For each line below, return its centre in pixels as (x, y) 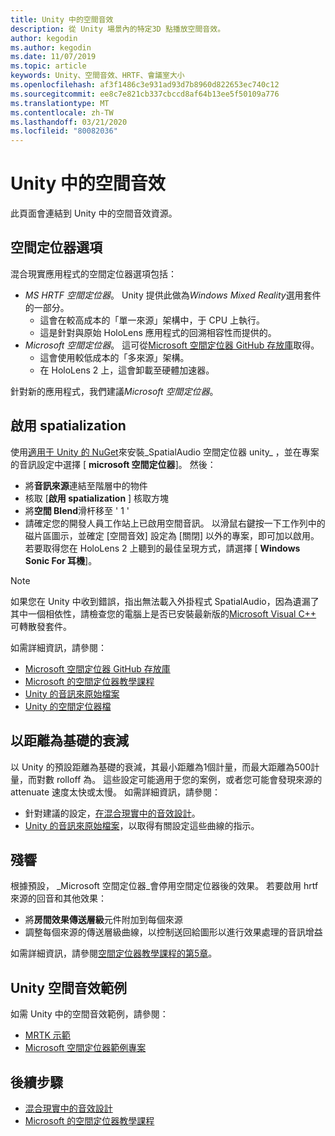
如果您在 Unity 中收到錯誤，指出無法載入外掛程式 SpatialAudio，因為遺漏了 (165, 601)
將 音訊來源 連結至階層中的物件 (86, 485)
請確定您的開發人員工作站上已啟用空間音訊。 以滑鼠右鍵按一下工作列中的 (175, 523)
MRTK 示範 (47, 1035)
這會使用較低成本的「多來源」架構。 (114, 357)
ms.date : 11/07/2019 (53, 57)
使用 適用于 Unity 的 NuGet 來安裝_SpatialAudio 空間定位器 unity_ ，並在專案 (165, 452)
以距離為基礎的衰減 (69, 741)
